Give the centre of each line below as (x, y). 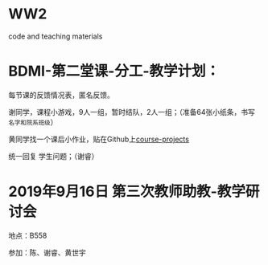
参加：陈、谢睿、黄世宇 (47, 252)
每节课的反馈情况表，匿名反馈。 (61, 95)
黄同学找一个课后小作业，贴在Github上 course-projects (99, 139)
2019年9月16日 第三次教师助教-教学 (127, 192)
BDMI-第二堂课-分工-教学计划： (114, 71)
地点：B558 (28, 235)
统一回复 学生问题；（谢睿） (54, 156)
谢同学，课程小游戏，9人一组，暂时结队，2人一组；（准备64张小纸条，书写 (132, 112)
